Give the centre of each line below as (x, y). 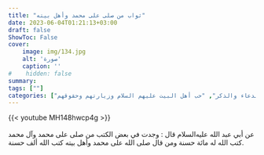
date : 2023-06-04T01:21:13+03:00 (63, 23)
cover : (19, 45)
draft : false (29, 30)
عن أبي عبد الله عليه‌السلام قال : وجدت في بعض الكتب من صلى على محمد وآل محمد (131, 135)
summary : (22, 81)
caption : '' (42, 67)
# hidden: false (40, 74)
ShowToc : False (33, 37)
